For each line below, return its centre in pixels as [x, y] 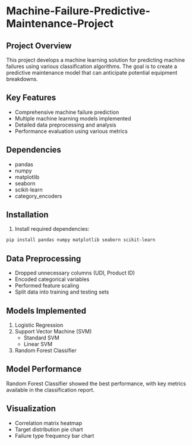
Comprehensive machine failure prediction [67, 112]
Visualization [31, 409]
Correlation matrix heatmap [48, 423]
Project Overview [39, 46]
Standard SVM [41, 338]
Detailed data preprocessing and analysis [65, 125]
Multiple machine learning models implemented [73, 118]
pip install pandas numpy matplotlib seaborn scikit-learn [81, 240]
